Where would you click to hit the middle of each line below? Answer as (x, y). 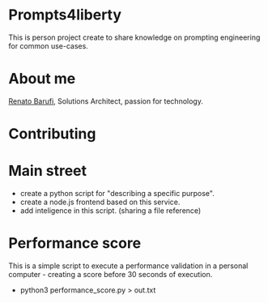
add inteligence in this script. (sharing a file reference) (111, 211)
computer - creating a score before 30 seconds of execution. (111, 274)
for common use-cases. (49, 45)
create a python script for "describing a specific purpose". (117, 193)
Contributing (52, 134)
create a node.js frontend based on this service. (100, 202)
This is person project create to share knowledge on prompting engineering (134, 37)
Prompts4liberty (65, 15)
